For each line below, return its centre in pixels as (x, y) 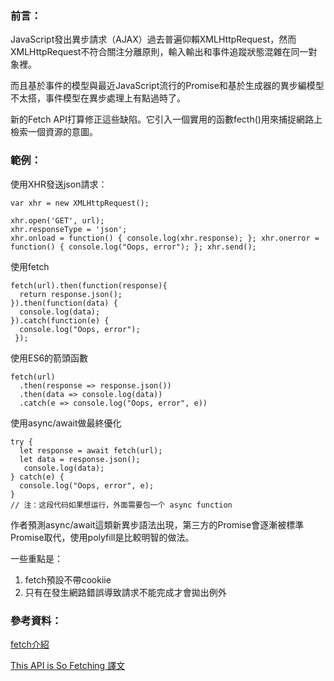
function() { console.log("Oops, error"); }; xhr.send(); (133, 247)
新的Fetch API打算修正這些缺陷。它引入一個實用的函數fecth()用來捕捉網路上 (166, 119)
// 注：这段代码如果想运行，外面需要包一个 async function (121, 505)
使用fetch (30, 266)
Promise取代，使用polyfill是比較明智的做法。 (102, 537)
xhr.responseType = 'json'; (69, 229)
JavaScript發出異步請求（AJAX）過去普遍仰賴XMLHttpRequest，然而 (153, 39)
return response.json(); (71, 294)
